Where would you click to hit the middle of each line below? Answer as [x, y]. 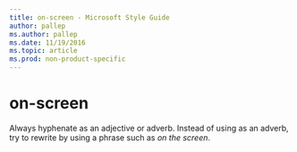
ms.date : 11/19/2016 [48, 42]
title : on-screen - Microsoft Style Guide [89, 17]
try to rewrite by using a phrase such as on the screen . [110, 137]
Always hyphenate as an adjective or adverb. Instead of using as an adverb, [149, 128]
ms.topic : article [43, 51]
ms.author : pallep [43, 34]
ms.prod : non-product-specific [68, 59]
